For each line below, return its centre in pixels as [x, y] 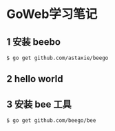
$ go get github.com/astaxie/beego [57, 58]
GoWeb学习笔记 [52, 14]
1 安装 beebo [34, 42]
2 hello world [35, 79]
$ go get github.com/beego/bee [51, 121]
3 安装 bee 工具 [39, 104]
